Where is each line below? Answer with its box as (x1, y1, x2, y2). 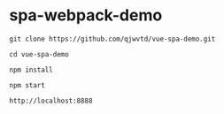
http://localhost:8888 (9, 96, 93, 105)
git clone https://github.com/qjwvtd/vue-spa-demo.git (9, 34, 216, 43)
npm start (9, 80, 46, 89)
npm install (9, 65, 53, 74)
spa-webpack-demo (9, 5, 163, 26)
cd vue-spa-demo (9, 49, 69, 58)
